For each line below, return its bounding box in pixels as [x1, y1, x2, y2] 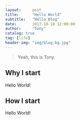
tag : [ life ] [5, 36, 30, 41]
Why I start [5, 69, 41, 77]
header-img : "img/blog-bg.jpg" [5, 40, 71, 45]
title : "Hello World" [5, 12, 62, 17]
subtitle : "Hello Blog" [5, 17, 59, 22]
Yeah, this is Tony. [17, 54, 55, 60]
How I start [5, 96, 40, 105]
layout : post [5, 7, 42, 13]
